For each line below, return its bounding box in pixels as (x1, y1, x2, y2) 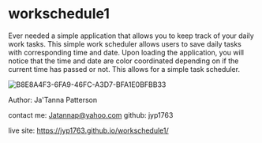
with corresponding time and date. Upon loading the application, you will (8, 47, 245, 57)
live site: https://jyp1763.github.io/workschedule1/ (8, 126, 169, 135)
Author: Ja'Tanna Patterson (8, 95, 98, 104)
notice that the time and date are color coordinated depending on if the (8, 56, 239, 66)
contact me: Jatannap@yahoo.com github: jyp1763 (8, 110, 174, 119)
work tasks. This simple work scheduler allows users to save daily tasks (8, 39, 242, 48)
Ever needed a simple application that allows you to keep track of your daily (8, 31, 254, 40)
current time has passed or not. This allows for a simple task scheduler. (8, 64, 241, 73)
